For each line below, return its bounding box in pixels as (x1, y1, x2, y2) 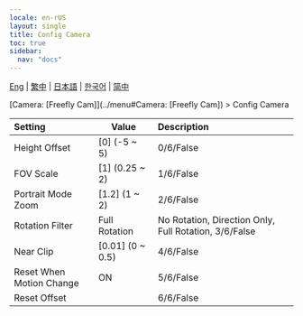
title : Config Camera (9, 30, 91, 39)
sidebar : (9, 47, 42, 56)
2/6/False (157, 193, 199, 206)
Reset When (14, 265, 66, 278)
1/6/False (157, 168, 199, 180)
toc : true (9, 38, 47, 48)
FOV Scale (14, 168, 59, 180)
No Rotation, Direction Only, (157, 214, 275, 226)
